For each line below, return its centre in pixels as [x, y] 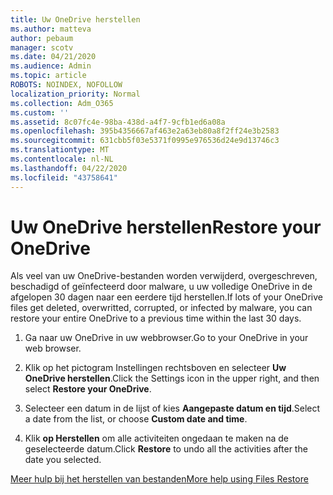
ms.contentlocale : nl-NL [62, 159]
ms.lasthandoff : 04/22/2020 [69, 168]
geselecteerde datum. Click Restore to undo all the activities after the [166, 449]
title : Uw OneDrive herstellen [75, 19]
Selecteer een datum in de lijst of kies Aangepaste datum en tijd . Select [172, 408]
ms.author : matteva [51, 29]
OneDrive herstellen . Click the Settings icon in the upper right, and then [172, 378]
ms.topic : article [48, 76]
